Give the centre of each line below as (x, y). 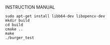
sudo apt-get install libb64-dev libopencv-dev (55, 16)
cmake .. (14, 29)
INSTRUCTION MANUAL (30, 7)
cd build (14, 25)
